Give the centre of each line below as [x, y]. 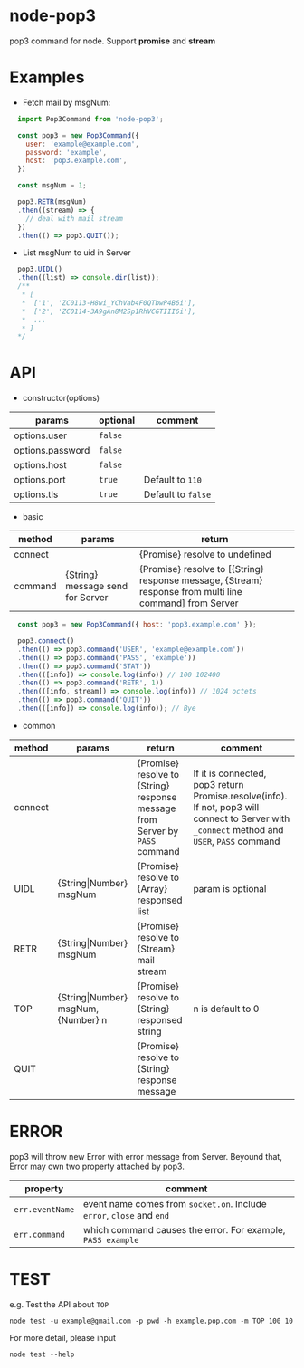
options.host [41, 465]
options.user [41, 435]
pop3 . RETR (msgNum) [52, 202]
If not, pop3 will [226, 807]
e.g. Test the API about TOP [59, 1304]
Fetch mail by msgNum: [66, 102]
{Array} [152, 888]
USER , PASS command [237, 841]
